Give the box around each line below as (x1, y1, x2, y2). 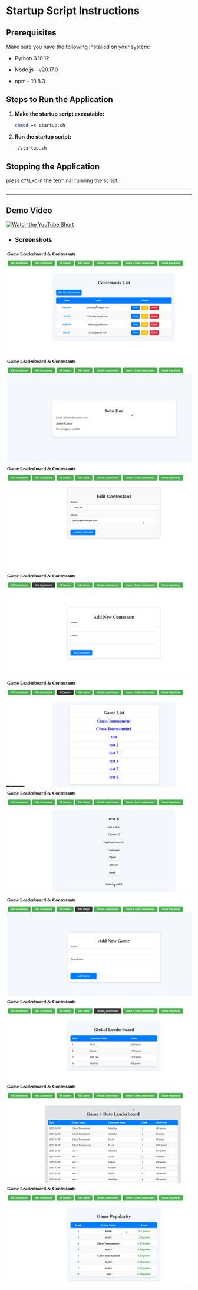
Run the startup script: (14, 133, 72, 140)
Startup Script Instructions (6, 4, 140, 18)
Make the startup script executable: (14, 110, 105, 117)
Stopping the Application (6, 161, 100, 172)
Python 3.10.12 (14, 55, 49, 61)
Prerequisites (6, 28, 57, 38)
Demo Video (6, 205, 52, 215)
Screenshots (14, 236, 52, 244)
